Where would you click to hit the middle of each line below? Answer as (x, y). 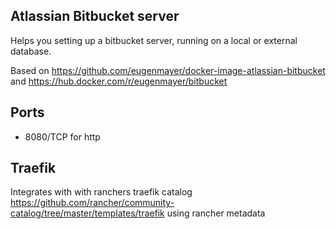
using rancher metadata (216, 213)
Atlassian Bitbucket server (95, 16)
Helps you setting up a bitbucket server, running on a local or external (154, 40)
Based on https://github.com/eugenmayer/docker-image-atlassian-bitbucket (168, 70)
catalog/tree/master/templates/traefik (87, 213)
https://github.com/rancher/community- (92, 203)
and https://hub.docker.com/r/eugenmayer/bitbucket (119, 81)
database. (31, 51)
